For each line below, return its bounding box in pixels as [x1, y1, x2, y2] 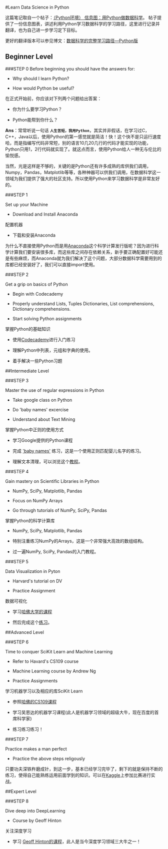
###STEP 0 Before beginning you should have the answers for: [5, 66, 135, 72]
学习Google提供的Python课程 [12, 437, 73, 443]
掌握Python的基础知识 [5, 326, 51, 332]
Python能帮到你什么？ [12, 117, 58, 123]
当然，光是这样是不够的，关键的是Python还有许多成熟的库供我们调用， [5, 163, 151, 169]
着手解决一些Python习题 [12, 358, 62, 364]
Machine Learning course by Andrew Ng [12, 668, 96, 674]
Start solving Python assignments [12, 315, 82, 322]
